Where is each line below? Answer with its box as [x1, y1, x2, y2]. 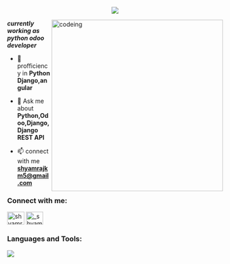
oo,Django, [16, 119, 50, 127]
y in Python [16, 69, 51, 77]
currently [7, 19, 34, 27]
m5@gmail [16, 171, 49, 180]
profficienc [16, 62, 48, 70]
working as [7, 27, 40, 34]
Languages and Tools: [7, 234, 82, 243]
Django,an [16, 76, 48, 84]
